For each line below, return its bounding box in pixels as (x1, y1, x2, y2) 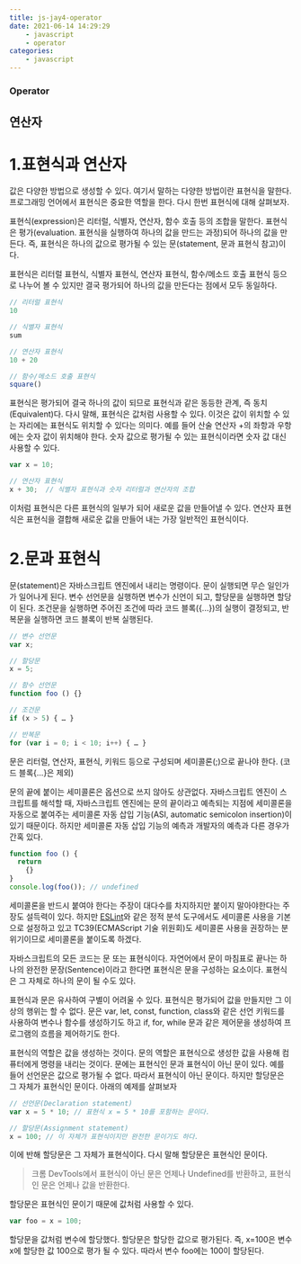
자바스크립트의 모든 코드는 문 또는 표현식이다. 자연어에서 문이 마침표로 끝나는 (9, 953, 279, 964)
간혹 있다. (9, 831, 43, 842)
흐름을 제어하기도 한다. (40, 1027, 120, 1039)
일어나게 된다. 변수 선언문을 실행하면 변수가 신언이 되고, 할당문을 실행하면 (18, 591, 276, 602)
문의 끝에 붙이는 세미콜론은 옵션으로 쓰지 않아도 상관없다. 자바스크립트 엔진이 (9, 786, 279, 797)
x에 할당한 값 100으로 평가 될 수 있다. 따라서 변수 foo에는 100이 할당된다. (9, 1245, 265, 1256)
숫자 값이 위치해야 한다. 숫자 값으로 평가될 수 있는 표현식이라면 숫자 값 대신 (25, 431, 288, 442)
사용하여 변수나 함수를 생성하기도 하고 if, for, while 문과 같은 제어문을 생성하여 (9, 1017, 282, 1027)
